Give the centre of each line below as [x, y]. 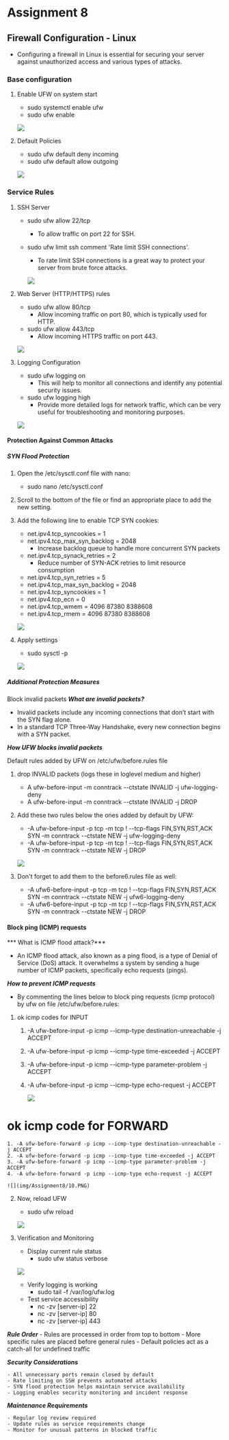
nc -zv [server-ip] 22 [67, 1306]
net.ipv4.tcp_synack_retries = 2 [71, 556]
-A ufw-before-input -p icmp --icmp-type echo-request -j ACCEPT [122, 1085]
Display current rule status [64, 1252]
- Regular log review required [52, 1418]
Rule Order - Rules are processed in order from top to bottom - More [104, 1334]
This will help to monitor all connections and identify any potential [130, 382]
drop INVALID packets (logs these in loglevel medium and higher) [109, 774]
